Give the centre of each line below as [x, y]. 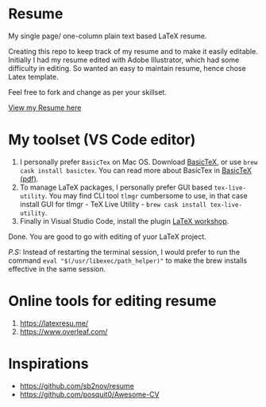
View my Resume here [45, 108]
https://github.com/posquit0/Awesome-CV [90, 394]
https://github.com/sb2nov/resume [77, 385]
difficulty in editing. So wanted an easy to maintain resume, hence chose [127, 68]
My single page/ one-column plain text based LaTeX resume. [108, 36]
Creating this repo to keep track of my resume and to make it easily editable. [133, 51]
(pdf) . [29, 178]
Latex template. [33, 76]
